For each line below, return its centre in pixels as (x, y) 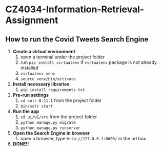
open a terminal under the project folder (63, 57)
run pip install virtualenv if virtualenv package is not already (89, 62)
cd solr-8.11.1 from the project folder (61, 100)
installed (29, 68)
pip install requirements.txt (53, 90)
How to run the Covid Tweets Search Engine (77, 39)
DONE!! (21, 144)
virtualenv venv (38, 74)
